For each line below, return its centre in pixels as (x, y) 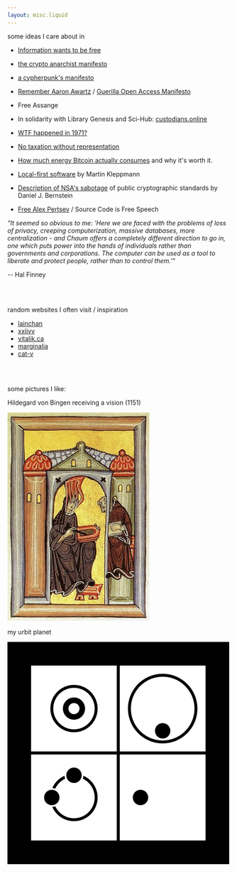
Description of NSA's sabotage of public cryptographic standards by (117, 188)
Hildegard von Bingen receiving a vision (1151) (74, 403)
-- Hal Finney (27, 275)
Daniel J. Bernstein (45, 195)
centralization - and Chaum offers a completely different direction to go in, (116, 238)
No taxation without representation (68, 147)
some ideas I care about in (46, 36)
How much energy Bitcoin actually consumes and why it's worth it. (115, 160)
